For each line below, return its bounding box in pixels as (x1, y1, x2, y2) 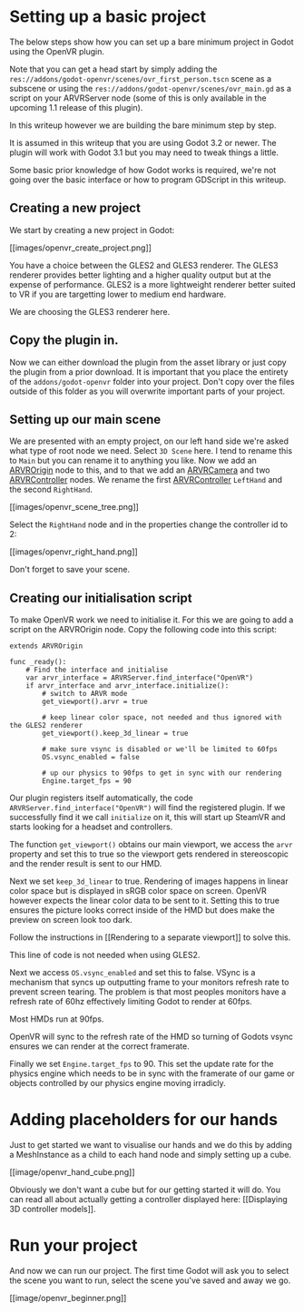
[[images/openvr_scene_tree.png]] (9, 502, 139, 513)
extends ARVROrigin (9, 641, 83, 651)
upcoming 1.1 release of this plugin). (9, 102, 143, 113)
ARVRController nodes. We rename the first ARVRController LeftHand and (9, 475, 283, 485)
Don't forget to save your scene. (9, 564, 130, 575)
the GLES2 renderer (9, 721, 83, 730)
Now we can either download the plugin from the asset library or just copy (9, 357, 288, 367)
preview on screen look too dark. (9, 915, 133, 925)
